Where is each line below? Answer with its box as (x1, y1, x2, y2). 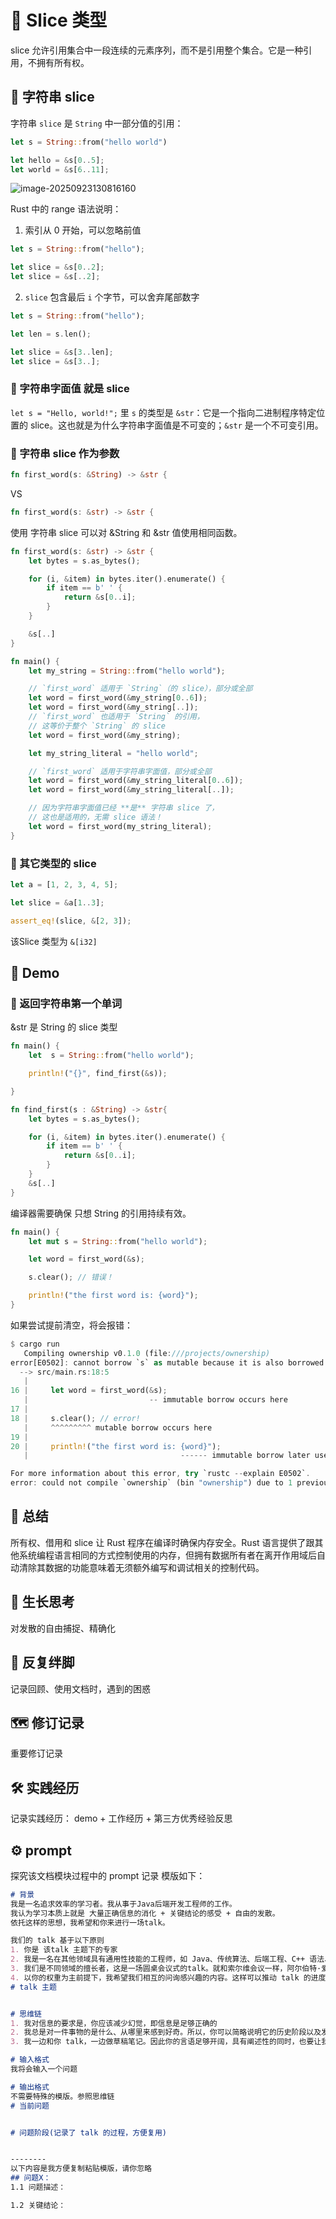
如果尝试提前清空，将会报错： (10, 1319, 133, 1331)
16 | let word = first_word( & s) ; (10, 1386, 168, 1396)
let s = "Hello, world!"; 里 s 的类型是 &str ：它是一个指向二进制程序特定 (10, 406, 317, 418)
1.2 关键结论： (10, 2200, 67, 2210)
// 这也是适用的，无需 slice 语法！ (28, 812, 163, 823)
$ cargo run (10, 1339, 60, 1349)
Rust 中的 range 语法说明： (10, 203, 122, 215)
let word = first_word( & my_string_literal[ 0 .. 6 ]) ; (28, 776, 244, 786)
